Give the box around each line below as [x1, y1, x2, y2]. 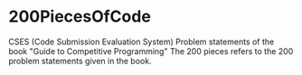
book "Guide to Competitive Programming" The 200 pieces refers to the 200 [8, 45, 294, 56]
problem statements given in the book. [8, 55, 152, 66]
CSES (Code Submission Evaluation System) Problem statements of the [8, 36, 275, 47]
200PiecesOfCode [8, 6, 151, 27]
